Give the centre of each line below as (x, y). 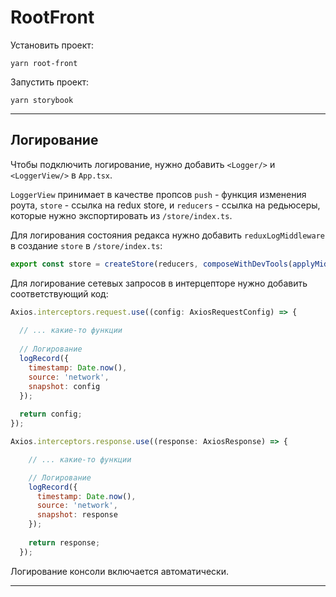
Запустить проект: (50, 82)
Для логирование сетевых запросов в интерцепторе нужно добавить (159, 283)
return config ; (51, 414)
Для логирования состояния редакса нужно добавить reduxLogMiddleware (167, 235)
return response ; (64, 542)
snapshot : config (64, 386)
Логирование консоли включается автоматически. (119, 571)
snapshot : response (77, 515)
